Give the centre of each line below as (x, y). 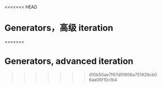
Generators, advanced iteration (69, 61)
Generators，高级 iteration (59, 28)
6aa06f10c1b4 (103, 80)
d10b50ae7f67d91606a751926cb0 (123, 74)
